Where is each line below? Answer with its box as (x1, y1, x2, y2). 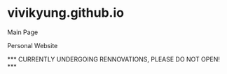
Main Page (7, 28, 39, 36)
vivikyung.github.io (7, 5, 125, 21)
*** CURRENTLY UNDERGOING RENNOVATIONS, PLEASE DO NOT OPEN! (7, 54, 221, 64)
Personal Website (7, 41, 58, 50)
